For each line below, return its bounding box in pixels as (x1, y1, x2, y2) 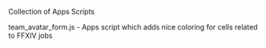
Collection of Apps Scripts (8, 7, 95, 16)
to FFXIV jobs (8, 31, 53, 40)
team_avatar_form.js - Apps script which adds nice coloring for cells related (8, 22, 258, 31)
